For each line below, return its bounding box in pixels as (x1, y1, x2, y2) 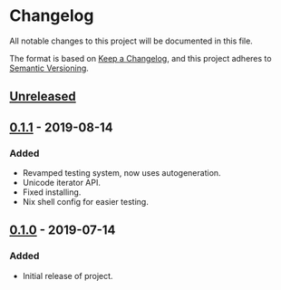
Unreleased (9, 89, 77, 104)
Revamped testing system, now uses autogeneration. (22, 168, 221, 179)
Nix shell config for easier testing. (22, 197, 150, 208)
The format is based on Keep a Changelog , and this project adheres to (9, 53, 272, 63)
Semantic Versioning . (9, 63, 89, 73)
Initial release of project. (22, 270, 113, 281)
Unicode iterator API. (22, 178, 102, 188)
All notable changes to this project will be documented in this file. (9, 35, 254, 46)
